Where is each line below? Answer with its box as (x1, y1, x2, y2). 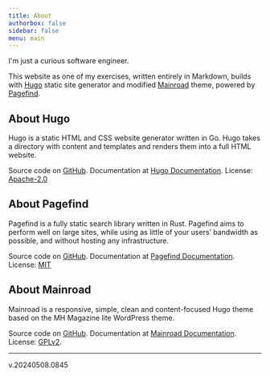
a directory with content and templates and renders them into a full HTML (8, 142, 252, 152)
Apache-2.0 (8, 174, 48, 184)
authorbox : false (8, 19, 67, 27)
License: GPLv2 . (8, 337, 63, 346)
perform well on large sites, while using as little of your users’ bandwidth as (8, 227, 259, 237)
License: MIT (8, 260, 51, 269)
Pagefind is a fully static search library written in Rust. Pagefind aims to (8, 218, 244, 228)
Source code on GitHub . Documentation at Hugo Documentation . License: (8, 166, 253, 176)
